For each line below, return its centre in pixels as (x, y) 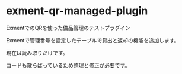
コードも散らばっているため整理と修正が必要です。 (68, 65)
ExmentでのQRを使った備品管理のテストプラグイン (68, 28)
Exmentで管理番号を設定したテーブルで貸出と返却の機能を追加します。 (93, 40)
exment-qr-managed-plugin (77, 11)
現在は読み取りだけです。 (37, 53)
